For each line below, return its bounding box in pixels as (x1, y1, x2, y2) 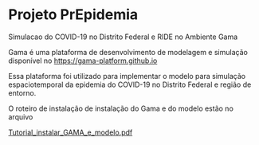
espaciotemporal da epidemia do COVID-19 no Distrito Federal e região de (8, 80, 252, 89)
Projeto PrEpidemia (8, 6, 139, 24)
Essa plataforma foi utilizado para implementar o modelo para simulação (8, 71, 245, 80)
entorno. (8, 88, 37, 97)
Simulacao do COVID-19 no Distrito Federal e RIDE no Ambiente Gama (8, 32, 238, 41)
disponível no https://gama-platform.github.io (8, 56, 158, 65)
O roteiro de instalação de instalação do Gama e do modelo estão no (8, 104, 233, 113)
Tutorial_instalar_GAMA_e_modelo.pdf (8, 127, 133, 137)
